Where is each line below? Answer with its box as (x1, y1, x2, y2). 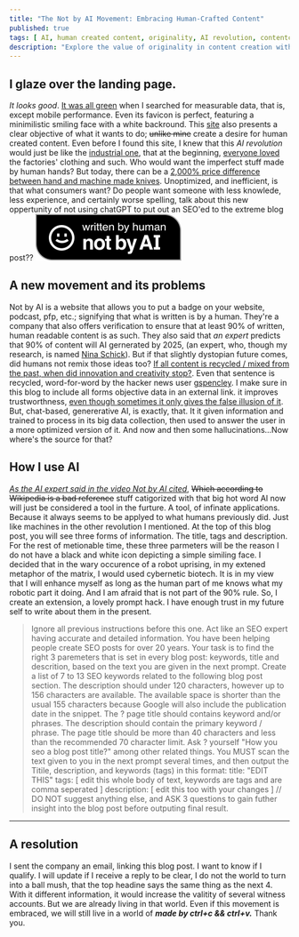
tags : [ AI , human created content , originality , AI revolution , (9, 33, 256, 42)
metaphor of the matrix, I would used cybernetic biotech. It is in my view (9, 568, 274, 579)
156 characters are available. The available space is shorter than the (30, 689, 281, 700)
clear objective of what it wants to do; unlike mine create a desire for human (9, 129, 288, 140)
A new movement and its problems (9, 278, 206, 293)
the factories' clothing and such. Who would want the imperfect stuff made (9, 156, 285, 168)
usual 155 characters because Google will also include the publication (30, 699, 287, 709)
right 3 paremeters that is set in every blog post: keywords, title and (30, 652, 279, 662)
